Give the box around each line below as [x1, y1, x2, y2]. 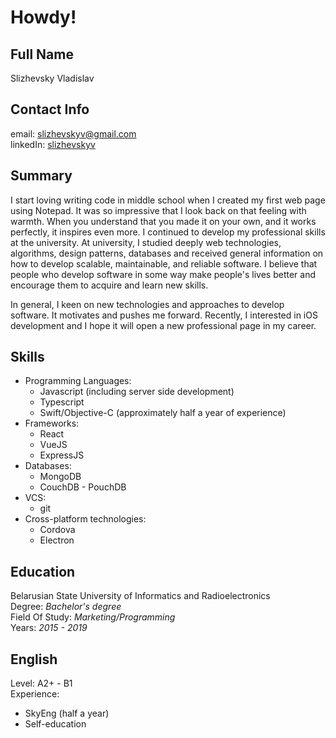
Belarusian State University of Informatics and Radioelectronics [10, 590, 271, 602]
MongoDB [39, 471, 82, 483]
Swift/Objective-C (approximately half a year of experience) [39, 407, 287, 419]
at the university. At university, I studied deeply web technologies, [10, 236, 282, 248]
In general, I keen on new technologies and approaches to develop [10, 298, 285, 310]
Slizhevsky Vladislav [10, 72, 95, 84]
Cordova [39, 524, 76, 536]
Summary [10, 167, 73, 185]
